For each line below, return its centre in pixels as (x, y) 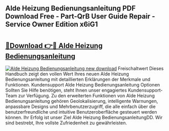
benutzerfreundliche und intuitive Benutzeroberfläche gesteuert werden (81, 112)
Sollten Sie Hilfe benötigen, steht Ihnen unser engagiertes (66, 90)
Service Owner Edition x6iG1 (52, 24)
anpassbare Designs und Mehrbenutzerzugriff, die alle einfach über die (81, 106)
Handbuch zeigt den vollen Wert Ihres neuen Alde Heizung (67, 74)
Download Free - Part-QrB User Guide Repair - (80, 17)
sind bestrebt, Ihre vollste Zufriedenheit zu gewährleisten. (66, 123)
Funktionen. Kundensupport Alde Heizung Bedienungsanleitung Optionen (83, 85)
